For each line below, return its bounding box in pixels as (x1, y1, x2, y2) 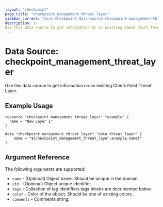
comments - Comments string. (12, 196, 70, 202)
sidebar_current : (5, 16, 40, 21)
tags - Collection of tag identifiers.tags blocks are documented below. (12, 186, 152, 191)
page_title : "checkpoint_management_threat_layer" (5, 12, 110, 16)
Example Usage (5, 102, 53, 110)
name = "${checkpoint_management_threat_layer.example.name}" (14, 136, 142, 141)
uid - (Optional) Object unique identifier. (12, 180, 92, 187)
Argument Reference (5, 153, 70, 161)
